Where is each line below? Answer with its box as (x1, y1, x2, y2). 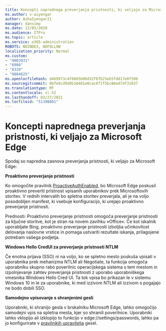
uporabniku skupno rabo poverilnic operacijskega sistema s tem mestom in (5, 264, 158, 270)
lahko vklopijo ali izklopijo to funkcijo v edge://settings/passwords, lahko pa (5, 315, 159, 321)
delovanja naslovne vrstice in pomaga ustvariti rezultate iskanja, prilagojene (5, 229, 160, 235)
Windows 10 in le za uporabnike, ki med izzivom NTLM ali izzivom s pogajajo (5, 280, 161, 286)
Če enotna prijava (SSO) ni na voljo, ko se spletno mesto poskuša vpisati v (5, 254, 157, 260)
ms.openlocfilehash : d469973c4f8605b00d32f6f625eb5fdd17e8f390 (5, 76, 138, 81)
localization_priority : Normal (5, 49, 70, 54)
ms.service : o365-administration (5, 40, 74, 45)
